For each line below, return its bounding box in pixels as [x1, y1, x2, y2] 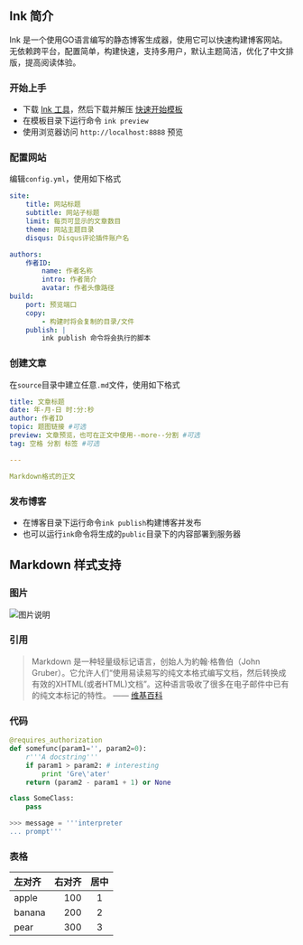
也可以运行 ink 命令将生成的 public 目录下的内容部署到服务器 [22, 528, 242, 539]
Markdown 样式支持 [9, 557, 122, 573]
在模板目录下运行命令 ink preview [22, 116, 149, 126]
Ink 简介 [9, 8, 54, 24]
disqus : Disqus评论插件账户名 [25, 233, 130, 242]
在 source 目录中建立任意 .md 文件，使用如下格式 [9, 379, 180, 390]
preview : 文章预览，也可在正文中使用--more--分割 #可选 [9, 431, 201, 440]
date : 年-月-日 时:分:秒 [9, 406, 95, 415]
